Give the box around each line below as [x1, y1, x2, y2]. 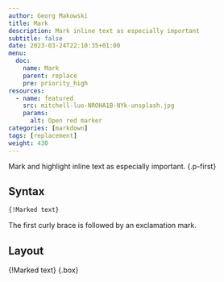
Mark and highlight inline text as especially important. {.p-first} [8, 161, 217, 171]
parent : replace [23, 72, 78, 80]
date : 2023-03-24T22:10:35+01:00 [8, 42, 121, 50]
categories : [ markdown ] [8, 124, 89, 132]
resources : [8, 86, 45, 95]
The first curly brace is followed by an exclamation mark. [8, 221, 197, 230]
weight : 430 [8, 139, 48, 147]
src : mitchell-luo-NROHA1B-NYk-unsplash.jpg [23, 102, 175, 110]
